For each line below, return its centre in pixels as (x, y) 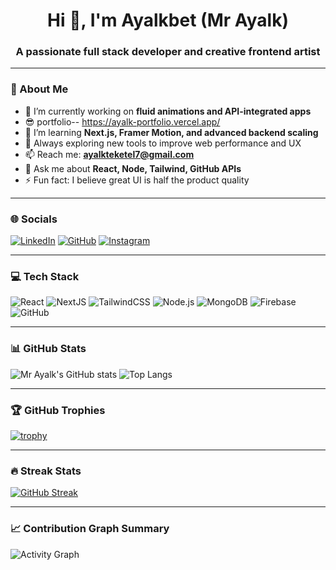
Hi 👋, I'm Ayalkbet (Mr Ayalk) (168, 20)
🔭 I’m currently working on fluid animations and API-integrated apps (168, 111)
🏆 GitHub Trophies (58, 410)
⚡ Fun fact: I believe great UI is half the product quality (137, 180)
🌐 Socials (34, 219)
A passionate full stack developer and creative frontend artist (168, 52)
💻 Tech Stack (45, 276)
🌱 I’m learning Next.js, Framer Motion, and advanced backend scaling (171, 132)
